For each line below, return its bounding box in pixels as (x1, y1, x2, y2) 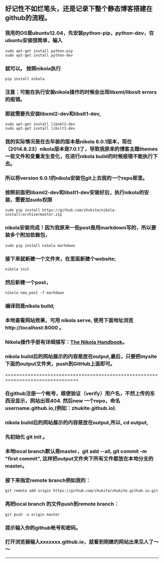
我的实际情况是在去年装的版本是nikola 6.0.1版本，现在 (5, 139, 132, 145)
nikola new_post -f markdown (5, 290, 64, 295)
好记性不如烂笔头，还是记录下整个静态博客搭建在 (5, 4, 153, 13)
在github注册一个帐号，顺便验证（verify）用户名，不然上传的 (5, 390, 150, 397)
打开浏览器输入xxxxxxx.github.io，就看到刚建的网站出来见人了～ (5, 539, 159, 545)
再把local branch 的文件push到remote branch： (5, 501, 120, 508)
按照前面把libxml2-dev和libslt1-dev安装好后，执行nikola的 (5, 189, 144, 196)
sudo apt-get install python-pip (5, 48, 73, 53)
